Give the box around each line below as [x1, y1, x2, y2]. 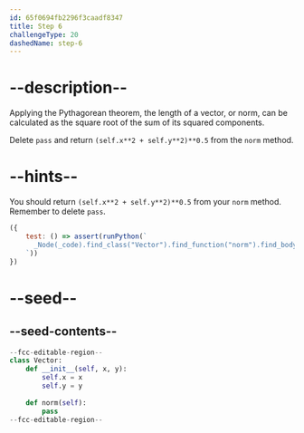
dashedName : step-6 [9, 38, 83, 48]
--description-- [9, 78, 128, 98]
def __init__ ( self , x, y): [25, 364, 128, 374]
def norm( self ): [25, 398, 88, 408]
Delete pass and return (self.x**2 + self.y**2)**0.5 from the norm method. [9, 135, 294, 146]
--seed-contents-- [9, 323, 118, 340]
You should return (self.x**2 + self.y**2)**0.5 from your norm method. [9, 197, 282, 207]
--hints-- [9, 167, 79, 187]
